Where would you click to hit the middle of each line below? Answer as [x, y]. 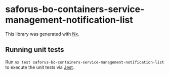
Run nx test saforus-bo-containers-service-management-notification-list [85, 62]
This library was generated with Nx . [42, 34]
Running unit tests [35, 50]
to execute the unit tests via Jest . [40, 67]
